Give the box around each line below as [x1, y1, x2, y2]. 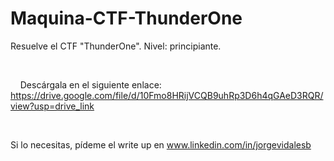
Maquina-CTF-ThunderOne [10, 7, 243, 30]
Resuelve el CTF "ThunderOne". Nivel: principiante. [10, 40, 222, 52]
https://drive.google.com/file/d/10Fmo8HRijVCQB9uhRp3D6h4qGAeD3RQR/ [10, 89, 324, 101]
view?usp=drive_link [10, 100, 95, 112]
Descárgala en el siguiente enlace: [19, 78, 162, 91]
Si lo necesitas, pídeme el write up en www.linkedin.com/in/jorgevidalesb [10, 138, 312, 151]
